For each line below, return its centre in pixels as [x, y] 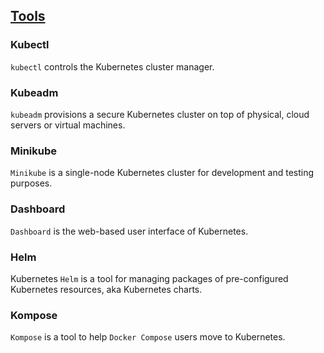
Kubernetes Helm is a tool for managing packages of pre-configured [149, 278]
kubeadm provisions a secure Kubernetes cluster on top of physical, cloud [160, 114]
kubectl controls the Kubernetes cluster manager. [112, 66]
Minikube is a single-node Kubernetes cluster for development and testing [162, 173]
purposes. [31, 183]
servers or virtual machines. [68, 125]
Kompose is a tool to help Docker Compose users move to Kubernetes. [148, 337]
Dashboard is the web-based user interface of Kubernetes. [129, 231]
